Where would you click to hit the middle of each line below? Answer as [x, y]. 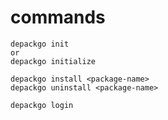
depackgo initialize [53, 61]
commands [58, 17]
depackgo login [42, 105]
